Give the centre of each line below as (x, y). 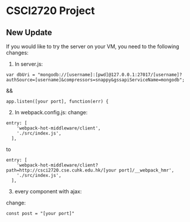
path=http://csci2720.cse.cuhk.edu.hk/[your (61, 170)
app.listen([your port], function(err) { (57, 101)
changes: (17, 53)
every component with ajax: (48, 191)
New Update (29, 33)
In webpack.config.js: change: (51, 112)
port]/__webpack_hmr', (147, 170)
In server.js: (28, 64)
